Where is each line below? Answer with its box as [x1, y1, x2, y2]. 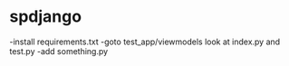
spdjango [9, 6, 82, 27]
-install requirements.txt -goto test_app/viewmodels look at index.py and [9, 36, 281, 47]
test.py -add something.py [9, 45, 109, 56]
